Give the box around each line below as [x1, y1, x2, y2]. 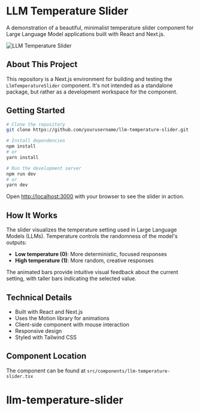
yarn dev [6, 182, 28, 188]
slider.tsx [6, 373, 34, 379]
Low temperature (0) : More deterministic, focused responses [14, 251, 167, 258]
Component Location [6, 351, 87, 361]
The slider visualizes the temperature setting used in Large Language [6, 226, 177, 233]
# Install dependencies [6, 138, 66, 144]
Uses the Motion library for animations [14, 314, 110, 321]
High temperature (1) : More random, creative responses [14, 257, 154, 264]
